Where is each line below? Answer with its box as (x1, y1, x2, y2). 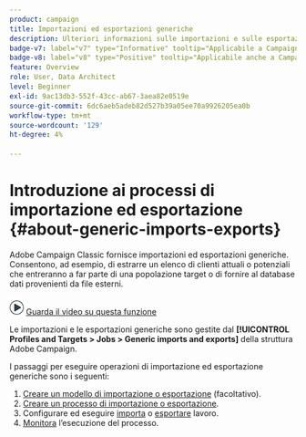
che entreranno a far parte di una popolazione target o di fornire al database (9, 268, 296, 279)
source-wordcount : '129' (9, 120, 104, 130)
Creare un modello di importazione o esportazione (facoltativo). (22, 388, 261, 399)
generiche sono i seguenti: (9, 370, 109, 381)
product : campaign (9, 15, 79, 24)
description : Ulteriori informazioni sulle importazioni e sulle (9, 34, 262, 43)
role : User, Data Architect (9, 73, 117, 82)
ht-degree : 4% (9, 130, 64, 140)
